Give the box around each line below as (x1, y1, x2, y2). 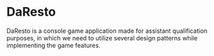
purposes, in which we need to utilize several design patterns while (6, 33, 198, 42)
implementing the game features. (6, 41, 101, 49)
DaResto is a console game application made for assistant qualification (6, 27, 208, 35)
